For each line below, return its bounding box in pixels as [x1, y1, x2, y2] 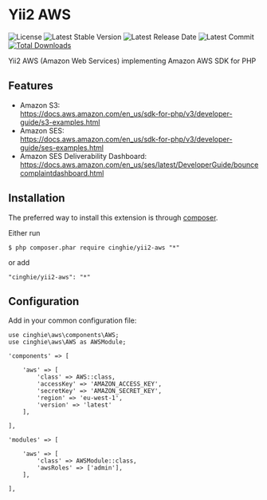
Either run [8, 228, 41, 237]
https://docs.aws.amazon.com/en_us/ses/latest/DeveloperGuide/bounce [19, 160, 259, 169]
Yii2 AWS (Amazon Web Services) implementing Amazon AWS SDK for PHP [8, 56, 257, 65]
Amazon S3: [19, 100, 61, 109]
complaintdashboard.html [19, 168, 104, 177]
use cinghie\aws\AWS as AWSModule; [8, 338, 127, 347]
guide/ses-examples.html [19, 142, 104, 153]
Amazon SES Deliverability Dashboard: [19, 151, 147, 161]
